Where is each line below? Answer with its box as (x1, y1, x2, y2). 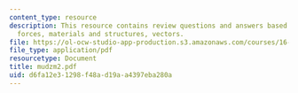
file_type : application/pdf (9, 46, 114, 55)
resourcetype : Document (9, 54, 98, 63)
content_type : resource (9, 12, 98, 22)
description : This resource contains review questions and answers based (9, 21, 288, 30)
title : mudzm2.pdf (9, 63, 77, 72)
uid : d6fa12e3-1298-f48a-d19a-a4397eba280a (9, 71, 173, 80)
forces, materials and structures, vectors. (17, 29, 184, 38)
